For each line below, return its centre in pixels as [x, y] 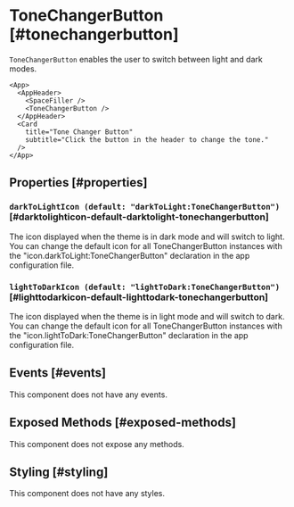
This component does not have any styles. [87, 494]
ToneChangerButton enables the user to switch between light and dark [136, 59]
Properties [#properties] [78, 183]
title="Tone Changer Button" [79, 132]
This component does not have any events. [88, 395]
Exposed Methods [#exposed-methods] [122, 423]
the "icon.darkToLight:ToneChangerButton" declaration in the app [130, 255]
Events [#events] [58, 373]
